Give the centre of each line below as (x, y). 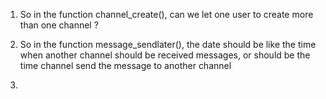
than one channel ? (59, 25)
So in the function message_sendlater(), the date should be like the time (168, 44)
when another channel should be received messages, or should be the (165, 55)
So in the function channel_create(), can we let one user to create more (166, 14)
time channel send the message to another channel (125, 65)
